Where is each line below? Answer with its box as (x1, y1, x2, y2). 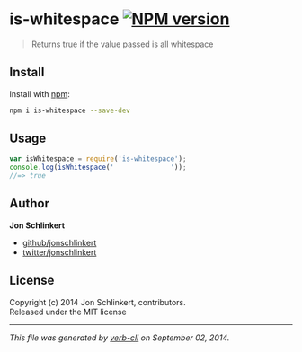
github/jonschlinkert (22, 237, 97, 248)
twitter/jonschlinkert (22, 247, 97, 258)
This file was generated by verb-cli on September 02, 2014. (9, 332, 230, 343)
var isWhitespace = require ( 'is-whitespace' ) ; (9, 154, 187, 163)
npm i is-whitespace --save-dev (9, 106, 130, 115)
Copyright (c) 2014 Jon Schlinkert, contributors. (9, 296, 186, 307)
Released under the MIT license (9, 306, 128, 317)
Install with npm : (9, 88, 70, 99)
